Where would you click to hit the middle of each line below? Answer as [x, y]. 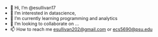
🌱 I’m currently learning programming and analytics [64, 18]
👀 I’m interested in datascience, [43, 13]
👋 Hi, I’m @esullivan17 [33, 8]
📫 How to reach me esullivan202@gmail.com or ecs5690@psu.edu [81, 29]
